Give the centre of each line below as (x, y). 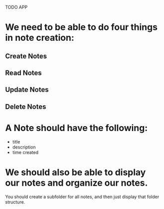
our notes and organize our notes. (77, 183)
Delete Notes (26, 106)
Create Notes (26, 56)
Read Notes (24, 73)
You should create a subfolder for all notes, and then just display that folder (82, 197)
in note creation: (40, 38)
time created (25, 152)
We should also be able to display (76, 172)
